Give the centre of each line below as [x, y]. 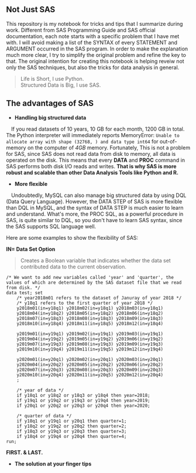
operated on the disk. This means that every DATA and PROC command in [96, 160]
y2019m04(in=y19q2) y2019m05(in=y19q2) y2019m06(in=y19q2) [90, 339]
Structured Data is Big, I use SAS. [61, 85]
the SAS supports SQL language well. [51, 226]
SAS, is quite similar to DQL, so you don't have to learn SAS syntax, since [94, 220]
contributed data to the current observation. [73, 267]
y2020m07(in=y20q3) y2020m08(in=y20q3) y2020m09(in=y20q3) [90, 370]
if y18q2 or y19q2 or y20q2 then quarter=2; [72, 426]
